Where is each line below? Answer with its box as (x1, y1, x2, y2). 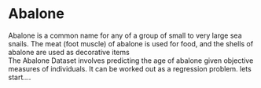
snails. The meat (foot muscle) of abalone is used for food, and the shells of (8, 38, 254, 48)
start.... (8, 72, 31, 82)
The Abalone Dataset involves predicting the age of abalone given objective (8, 56, 254, 65)
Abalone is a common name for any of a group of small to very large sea (8, 31, 242, 40)
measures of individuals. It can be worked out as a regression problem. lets (8, 64, 252, 73)
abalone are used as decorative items (8, 47, 130, 57)
